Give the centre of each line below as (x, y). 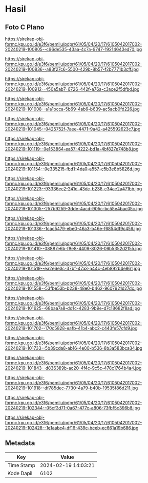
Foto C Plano (25, 27)
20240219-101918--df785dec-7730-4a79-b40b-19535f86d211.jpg (72, 388)
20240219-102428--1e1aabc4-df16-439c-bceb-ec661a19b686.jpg (72, 428)
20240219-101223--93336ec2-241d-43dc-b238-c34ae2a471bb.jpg (74, 189)
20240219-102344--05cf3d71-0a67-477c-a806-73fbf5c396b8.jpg (73, 408)
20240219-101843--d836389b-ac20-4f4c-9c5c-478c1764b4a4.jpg (73, 368)
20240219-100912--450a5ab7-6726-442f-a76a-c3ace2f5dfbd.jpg (73, 89)
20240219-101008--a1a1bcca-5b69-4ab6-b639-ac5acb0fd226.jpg (73, 109)
